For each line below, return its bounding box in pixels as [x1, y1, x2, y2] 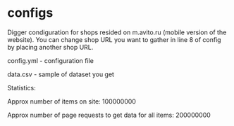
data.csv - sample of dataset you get [7, 70, 115, 78]
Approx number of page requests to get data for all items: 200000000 [7, 111, 211, 119]
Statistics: [7, 83, 37, 92]
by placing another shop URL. [7, 43, 94, 51]
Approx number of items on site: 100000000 [7, 97, 136, 106]
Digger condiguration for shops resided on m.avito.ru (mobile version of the [7, 28, 227, 36]
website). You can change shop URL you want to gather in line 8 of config [7, 35, 221, 43]
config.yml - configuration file [7, 56, 94, 64]
